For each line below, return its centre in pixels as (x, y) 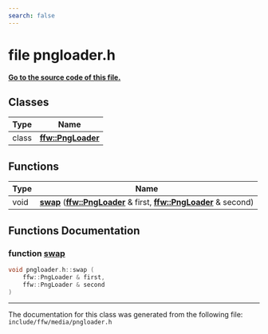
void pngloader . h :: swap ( (51, 269)
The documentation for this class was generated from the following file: (126, 315)
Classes (29, 102)
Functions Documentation (74, 231)
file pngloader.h (62, 55)
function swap (37, 253)
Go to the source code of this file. (65, 77)
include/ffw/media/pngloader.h (60, 322)
